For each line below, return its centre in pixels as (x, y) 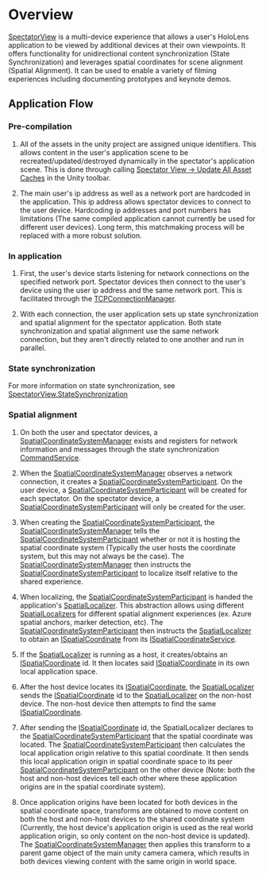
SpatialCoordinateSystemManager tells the (90, 530)
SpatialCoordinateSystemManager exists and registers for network (129, 441)
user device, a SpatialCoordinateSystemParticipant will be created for (133, 490)
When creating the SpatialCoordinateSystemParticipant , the (117, 522)
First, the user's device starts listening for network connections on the (135, 273)
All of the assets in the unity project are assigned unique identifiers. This (138, 144)
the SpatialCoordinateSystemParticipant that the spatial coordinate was (136, 736)
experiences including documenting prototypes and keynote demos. (120, 79)
